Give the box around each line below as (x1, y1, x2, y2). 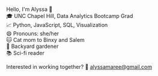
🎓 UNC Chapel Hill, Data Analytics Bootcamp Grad (6, 13, 133, 19)
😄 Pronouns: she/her (6, 30, 59, 37)
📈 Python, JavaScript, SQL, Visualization (6, 22, 108, 28)
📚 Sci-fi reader (6, 50, 45, 56)
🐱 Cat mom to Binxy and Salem (6, 37, 85, 43)
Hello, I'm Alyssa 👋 (6, 6, 53, 13)
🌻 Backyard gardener (6, 42, 59, 50)
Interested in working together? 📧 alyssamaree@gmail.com (6, 63, 153, 70)
